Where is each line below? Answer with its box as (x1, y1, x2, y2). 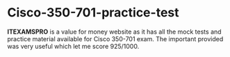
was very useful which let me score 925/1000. (7, 42, 140, 50)
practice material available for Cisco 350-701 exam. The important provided (7, 34, 224, 43)
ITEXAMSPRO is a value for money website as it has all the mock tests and (7, 27, 222, 36)
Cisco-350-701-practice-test (7, 5, 179, 21)
